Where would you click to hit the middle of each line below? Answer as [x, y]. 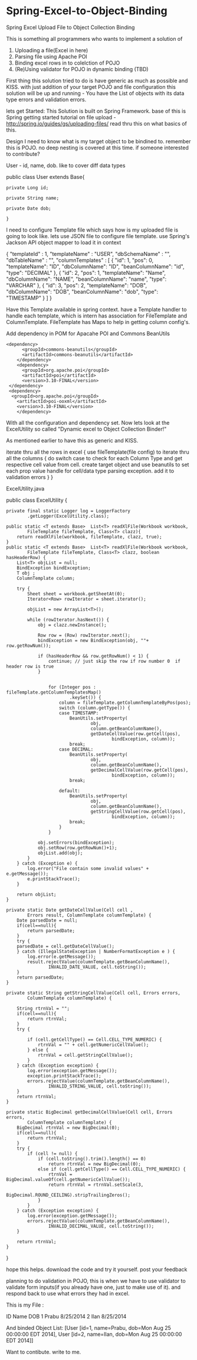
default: [70, 791]
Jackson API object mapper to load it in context [64, 242]
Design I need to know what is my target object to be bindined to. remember [98, 141]
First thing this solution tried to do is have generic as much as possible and [97, 81]
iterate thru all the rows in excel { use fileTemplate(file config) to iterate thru [98, 452]
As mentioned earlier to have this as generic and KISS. [72, 440]
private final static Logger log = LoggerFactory [68, 511]
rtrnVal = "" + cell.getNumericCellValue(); [93, 1045]
